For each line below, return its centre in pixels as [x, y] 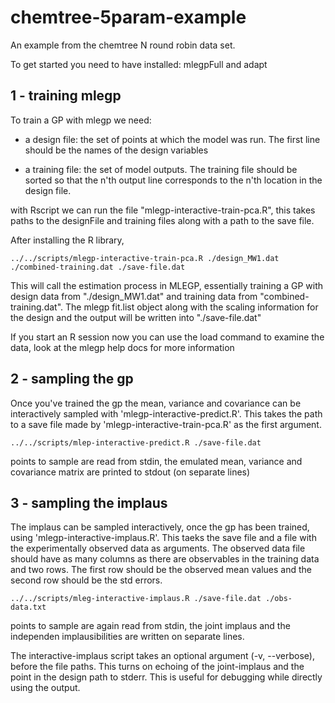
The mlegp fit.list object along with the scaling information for [192, 307]
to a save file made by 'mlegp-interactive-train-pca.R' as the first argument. [166, 424]
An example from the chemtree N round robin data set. [123, 45]
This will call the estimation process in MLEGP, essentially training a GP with [167, 285]
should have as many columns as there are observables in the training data [165, 559]
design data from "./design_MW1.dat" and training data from [134, 296]
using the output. [45, 688]
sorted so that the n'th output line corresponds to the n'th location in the [173, 180]
